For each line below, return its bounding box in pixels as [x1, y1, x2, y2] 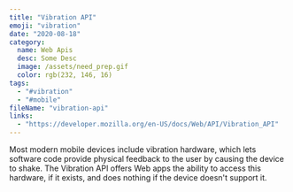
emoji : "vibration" [9, 21, 81, 30]
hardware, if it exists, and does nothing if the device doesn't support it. [9, 173, 267, 182]
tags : [9, 79, 29, 88]
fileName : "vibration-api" [9, 104, 109, 112]
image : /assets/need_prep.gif [17, 63, 128, 72]
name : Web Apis [17, 46, 73, 55]
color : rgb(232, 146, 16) [17, 71, 113, 80]
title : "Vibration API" [9, 12, 97, 22]
